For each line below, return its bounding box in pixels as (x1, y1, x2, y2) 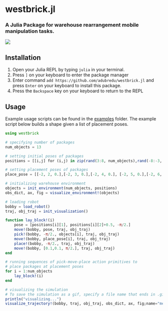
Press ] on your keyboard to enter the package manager (12, 72, 129, 78)
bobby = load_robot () (5, 204, 50, 209)
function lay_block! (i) (5, 218, 55, 223)
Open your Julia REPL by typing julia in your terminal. (12, 67, 125, 73)
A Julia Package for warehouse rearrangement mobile (5, 22, 139, 29)
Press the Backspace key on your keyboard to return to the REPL (12, 88, 143, 94)
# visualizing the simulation (5, 287, 68, 292)
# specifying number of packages (5, 139, 75, 145)
